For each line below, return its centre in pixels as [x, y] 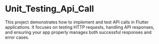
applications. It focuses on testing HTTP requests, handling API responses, [80, 27]
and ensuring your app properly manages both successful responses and [78, 32]
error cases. [17, 37]
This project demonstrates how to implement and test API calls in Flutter [77, 22]
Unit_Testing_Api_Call [50, 9]
